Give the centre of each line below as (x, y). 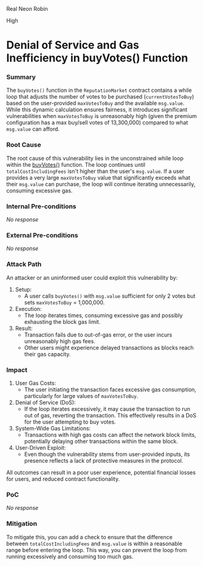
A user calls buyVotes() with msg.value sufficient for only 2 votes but (110, 296)
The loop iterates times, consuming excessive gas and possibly (103, 315)
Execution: (28, 309)
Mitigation (22, 524)
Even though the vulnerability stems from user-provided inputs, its (107, 454)
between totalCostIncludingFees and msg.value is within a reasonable (94, 543)
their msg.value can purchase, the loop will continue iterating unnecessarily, (101, 184)
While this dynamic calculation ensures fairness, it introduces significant (97, 110)
